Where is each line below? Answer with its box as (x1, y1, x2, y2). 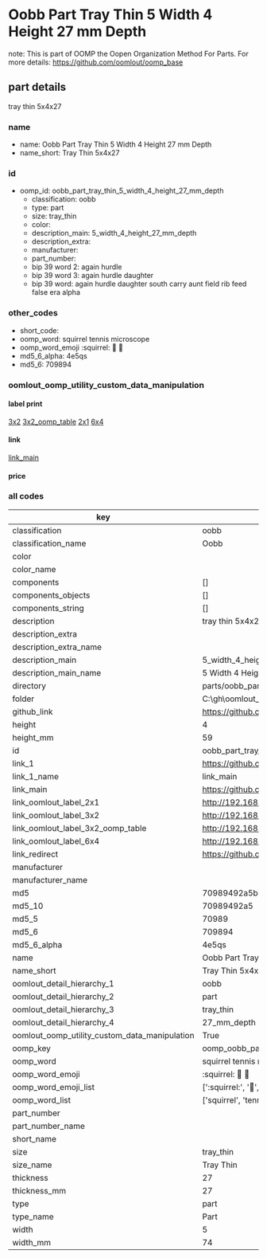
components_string (12, 602, 85, 613)
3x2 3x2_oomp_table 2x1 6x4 (8, 417, 104, 426)
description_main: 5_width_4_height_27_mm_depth (31, 229, 197, 238)
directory (12, 680, 46, 691)
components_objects (12, 590, 91, 601)
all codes (8, 491, 44, 502)
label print (8, 399, 43, 409)
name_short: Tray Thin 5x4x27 (19, 148, 120, 158)
